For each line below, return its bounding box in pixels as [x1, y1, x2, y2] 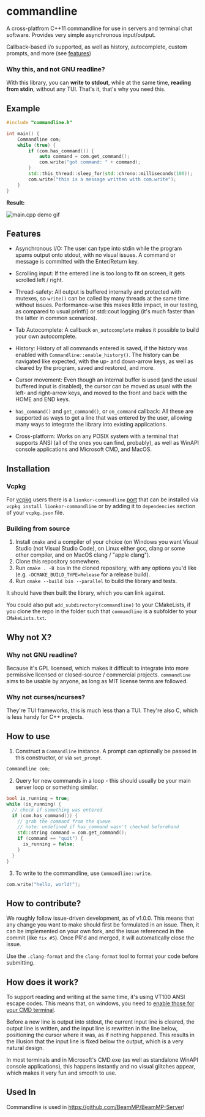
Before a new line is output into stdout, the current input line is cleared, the [6, 1018, 195, 1025]
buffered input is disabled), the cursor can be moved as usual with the [15, 383, 192, 390]
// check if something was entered [12, 807, 103, 813]
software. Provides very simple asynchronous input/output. [6, 31, 156, 38]
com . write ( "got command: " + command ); [39, 159, 141, 165]
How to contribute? [6, 898, 81, 909]
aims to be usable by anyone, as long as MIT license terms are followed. [6, 678, 188, 685]
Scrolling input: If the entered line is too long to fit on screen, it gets [15, 270, 185, 277]
